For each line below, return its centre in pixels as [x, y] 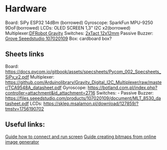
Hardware [26, 9]
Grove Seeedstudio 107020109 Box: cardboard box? [59, 38]
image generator [22, 142]
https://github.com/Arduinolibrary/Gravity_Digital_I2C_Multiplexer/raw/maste [83, 82]
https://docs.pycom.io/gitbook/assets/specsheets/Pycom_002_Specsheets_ [83, 71]
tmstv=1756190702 [25, 108]
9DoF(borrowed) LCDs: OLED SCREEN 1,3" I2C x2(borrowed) [68, 27]
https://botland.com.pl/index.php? [123, 87]
